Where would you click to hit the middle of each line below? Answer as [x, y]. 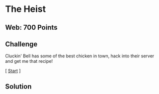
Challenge [21, 44]
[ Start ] [13, 71]
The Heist [26, 9]
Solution [18, 86]
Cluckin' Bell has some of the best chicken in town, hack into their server [80, 56]
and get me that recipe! [29, 61]
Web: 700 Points [32, 27]
